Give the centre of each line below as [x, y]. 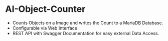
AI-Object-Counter [45, 9]
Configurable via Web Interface [45, 28]
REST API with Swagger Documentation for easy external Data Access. [86, 33]
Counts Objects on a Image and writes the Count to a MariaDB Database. [88, 23]
